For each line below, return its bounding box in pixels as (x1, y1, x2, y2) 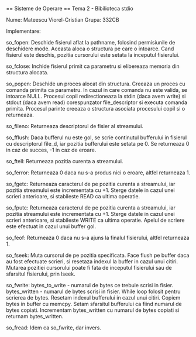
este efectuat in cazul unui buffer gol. (6, 223, 97, 230)
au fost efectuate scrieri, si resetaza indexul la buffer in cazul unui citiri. (6, 258, 178, 265)
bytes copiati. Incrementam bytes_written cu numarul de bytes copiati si (6, 307, 180, 314)
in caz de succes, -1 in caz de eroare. (6, 146, 97, 153)
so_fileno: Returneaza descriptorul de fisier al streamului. (6, 123, 143, 129)
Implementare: (6, 27, 41, 35)
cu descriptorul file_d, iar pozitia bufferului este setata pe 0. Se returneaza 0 (6, 140, 190, 147)
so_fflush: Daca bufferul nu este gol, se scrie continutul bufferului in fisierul (6, 134, 187, 141)
